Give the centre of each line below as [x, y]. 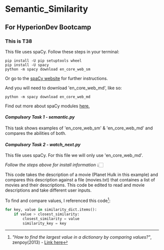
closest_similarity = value [51, 219]
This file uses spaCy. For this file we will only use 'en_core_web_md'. [74, 155]
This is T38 [19, 41]
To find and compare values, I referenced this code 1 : [58, 200]
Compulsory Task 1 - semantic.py [40, 117]
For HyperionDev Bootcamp [48, 27]
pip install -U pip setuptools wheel [43, 61]
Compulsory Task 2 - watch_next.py [43, 144]
